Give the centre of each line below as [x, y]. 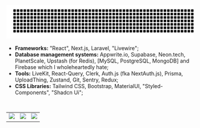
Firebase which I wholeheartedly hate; [62, 67]
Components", [32, 92]
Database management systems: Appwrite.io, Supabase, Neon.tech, [100, 54]
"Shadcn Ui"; [67, 92]
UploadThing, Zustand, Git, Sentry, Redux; [67, 80]
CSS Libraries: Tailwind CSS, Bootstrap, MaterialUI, [78, 86]
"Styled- [153, 86]
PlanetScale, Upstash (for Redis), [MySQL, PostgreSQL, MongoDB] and [102, 61]
